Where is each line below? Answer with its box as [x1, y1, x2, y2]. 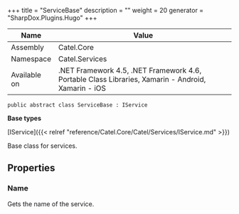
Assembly [11, 43, 45, 52]
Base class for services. [7, 141, 78, 150]
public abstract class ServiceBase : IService [7, 102, 148, 109]
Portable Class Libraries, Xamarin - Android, [58, 75, 206, 84]
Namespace [11, 54, 52, 63]
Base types [7, 114, 41, 122]
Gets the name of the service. [7, 199, 95, 208]
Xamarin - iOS [58, 83, 107, 93]
